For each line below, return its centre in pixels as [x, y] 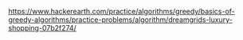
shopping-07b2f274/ [43, 28]
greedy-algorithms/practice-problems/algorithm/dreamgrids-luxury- [120, 20]
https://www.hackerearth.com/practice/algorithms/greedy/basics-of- [121, 11]
